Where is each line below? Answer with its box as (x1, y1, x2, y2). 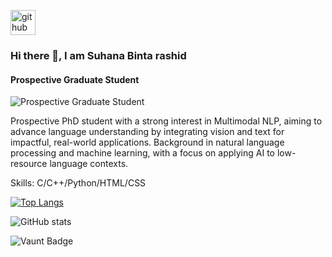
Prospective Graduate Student (10, 73, 140, 85)
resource (10, 158, 48, 170)
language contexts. (49, 158, 129, 170)
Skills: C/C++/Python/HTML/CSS (10, 177, 147, 189)
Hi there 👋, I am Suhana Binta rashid (10, 48, 187, 62)
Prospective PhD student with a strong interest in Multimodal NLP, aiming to (10, 115, 323, 127)
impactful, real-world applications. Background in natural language (10, 136, 285, 149)
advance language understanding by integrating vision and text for (10, 126, 285, 138)
